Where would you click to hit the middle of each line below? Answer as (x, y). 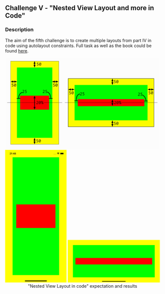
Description (19, 30)
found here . (17, 50)
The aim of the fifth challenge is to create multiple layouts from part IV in (78, 40)
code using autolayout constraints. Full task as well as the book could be (78, 46)
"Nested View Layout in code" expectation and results (82, 286)
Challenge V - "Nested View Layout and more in (80, 8)
